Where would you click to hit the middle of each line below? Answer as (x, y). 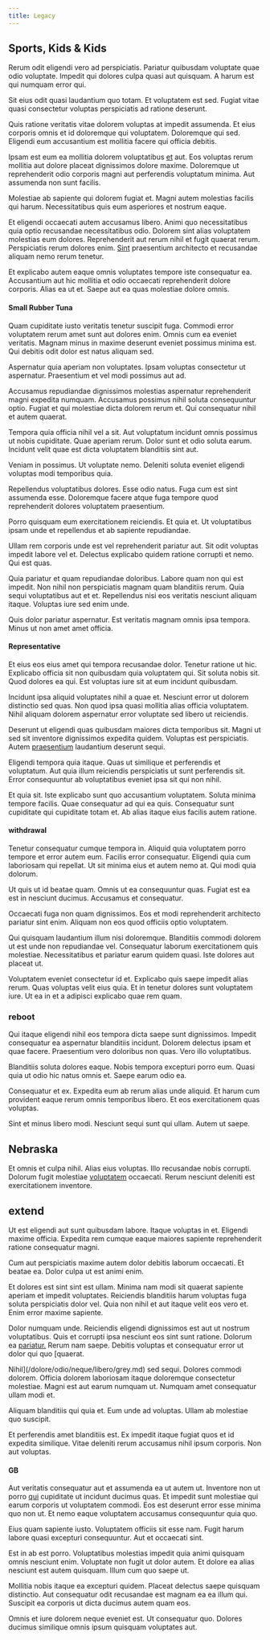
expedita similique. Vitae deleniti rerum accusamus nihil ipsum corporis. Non (135, 1443)
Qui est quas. (30, 563)
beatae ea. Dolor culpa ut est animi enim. (76, 1271)
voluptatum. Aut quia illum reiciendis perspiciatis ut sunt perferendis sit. (127, 771)
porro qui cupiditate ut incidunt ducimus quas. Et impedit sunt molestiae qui (133, 1497)
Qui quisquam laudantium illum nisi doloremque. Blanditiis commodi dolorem (135, 938)
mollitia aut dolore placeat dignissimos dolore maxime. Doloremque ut (124, 166)
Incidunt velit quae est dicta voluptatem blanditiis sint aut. (104, 449)
